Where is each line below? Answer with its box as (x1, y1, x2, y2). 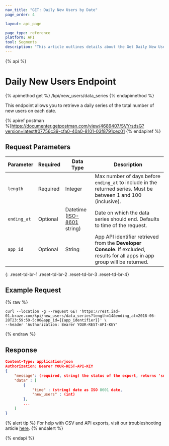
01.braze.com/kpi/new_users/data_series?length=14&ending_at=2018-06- (5, 313, 156, 318)
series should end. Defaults (95, 215, 159, 222)
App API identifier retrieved (95, 233, 159, 240)
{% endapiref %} (126, 128, 161, 134)
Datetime (65, 206, 87, 213)
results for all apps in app (95, 252, 154, 259)
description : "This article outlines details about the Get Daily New (5, 44, 156, 49)
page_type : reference (5, 30, 51, 35)
